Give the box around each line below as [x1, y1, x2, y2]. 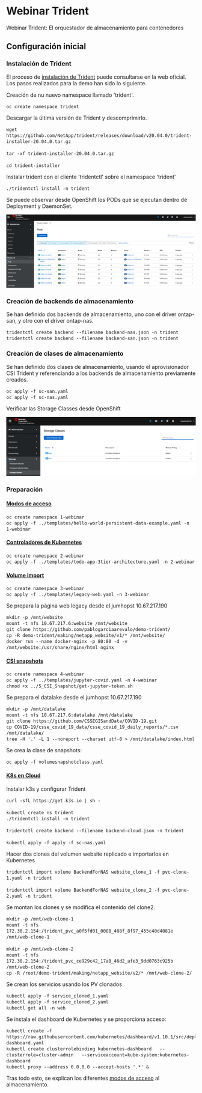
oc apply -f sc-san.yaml [6, 388, 69, 394]
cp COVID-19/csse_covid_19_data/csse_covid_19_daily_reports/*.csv [6, 724, 179, 731]
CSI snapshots [6, 657, 44, 665]
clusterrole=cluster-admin [6, 1052, 74, 1058]
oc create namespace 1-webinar [6, 514, 85, 520]
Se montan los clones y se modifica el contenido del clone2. [6, 903, 155, 911]
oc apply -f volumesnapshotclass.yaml [6, 759, 103, 766]
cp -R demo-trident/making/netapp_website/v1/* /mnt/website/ [6, 633, 165, 639]
